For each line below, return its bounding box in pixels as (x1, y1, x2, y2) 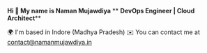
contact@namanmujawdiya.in (7, 38, 93, 46)
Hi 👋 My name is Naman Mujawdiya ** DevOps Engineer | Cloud (7, 7, 195, 15)
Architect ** (7, 14, 42, 22)
